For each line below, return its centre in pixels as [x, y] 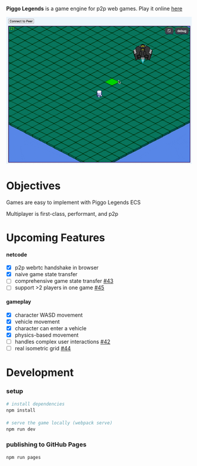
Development [40, 373]
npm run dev [21, 429]
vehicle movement [37, 321]
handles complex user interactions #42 [63, 341]
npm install [21, 411]
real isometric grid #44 [43, 348]
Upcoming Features [56, 237]
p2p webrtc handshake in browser [57, 268]
